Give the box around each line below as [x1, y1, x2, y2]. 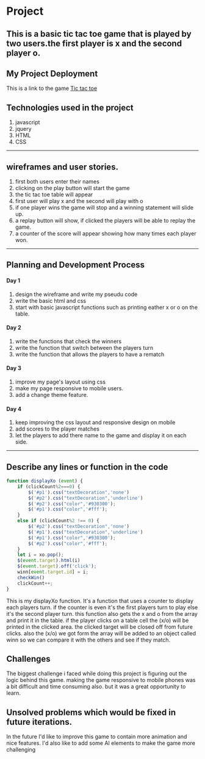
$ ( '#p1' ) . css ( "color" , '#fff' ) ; [28, 506, 108, 513]
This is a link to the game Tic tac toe [6, 84, 98, 92]
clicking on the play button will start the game [15, 185, 130, 192]
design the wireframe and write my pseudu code [15, 291, 138, 298]
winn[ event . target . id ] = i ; [17, 569, 88, 576]
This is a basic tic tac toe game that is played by [6, 29, 192, 39]
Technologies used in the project [6, 102, 134, 113]
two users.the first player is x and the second [6, 38, 182, 48]
